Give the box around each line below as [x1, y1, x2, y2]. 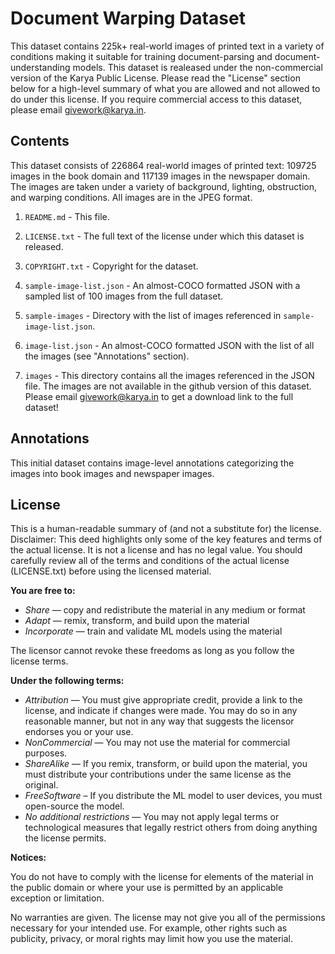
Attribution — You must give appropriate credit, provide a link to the [24, 694, 303, 706]
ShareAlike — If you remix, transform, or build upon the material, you [24, 758, 308, 770]
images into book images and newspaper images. [10, 467, 215, 479]
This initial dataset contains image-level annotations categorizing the [10, 457, 295, 469]
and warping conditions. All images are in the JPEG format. [10, 191, 253, 203]
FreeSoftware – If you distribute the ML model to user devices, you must [24, 790, 323, 802]
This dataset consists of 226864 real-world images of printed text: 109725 [10, 159, 317, 171]
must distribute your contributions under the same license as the [24, 768, 292, 781]
